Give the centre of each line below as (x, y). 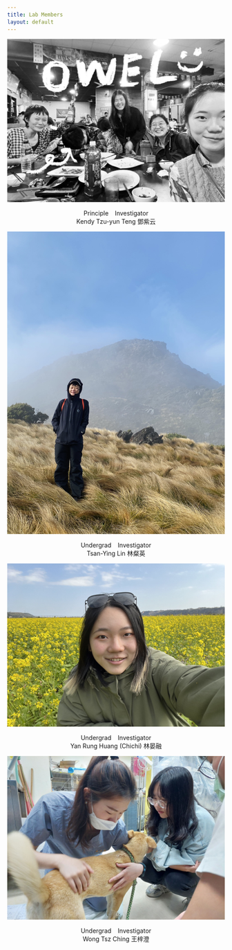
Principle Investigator (116, 213)
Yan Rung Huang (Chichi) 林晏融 (116, 746)
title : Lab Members (35, 15)
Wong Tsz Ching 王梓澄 (116, 939)
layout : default (30, 22)
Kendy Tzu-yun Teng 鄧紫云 (116, 221)
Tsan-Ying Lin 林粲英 (116, 553)
